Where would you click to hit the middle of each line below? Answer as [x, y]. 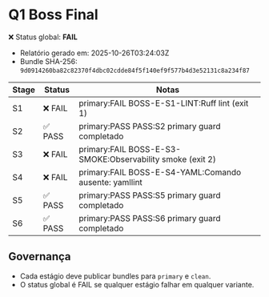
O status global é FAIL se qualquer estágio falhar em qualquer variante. [137, 284]
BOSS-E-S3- [155, 149]
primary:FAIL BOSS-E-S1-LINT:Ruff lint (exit [164, 103]
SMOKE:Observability [119, 159]
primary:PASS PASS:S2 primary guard [150, 126]
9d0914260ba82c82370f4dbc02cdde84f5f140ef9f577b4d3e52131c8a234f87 [134, 70]
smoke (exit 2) [189, 159]
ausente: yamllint [110, 182]
